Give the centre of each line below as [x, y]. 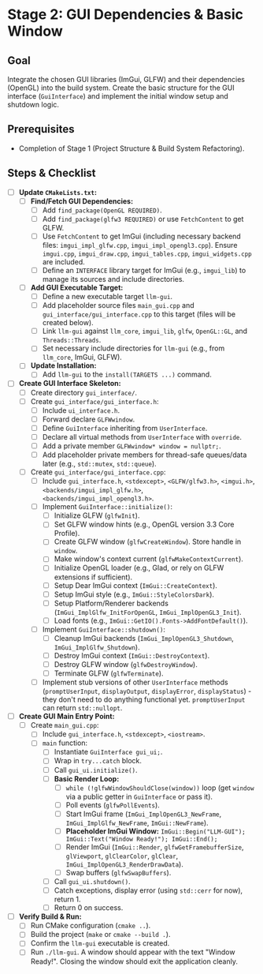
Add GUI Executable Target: [77, 287]
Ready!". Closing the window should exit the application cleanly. [134, 961]
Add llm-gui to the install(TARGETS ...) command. [127, 375]
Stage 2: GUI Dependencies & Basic [126, 15]
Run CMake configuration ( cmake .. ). [91, 926]
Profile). [67, 534]
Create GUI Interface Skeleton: [70, 384]
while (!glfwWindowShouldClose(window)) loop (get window [160, 788]
